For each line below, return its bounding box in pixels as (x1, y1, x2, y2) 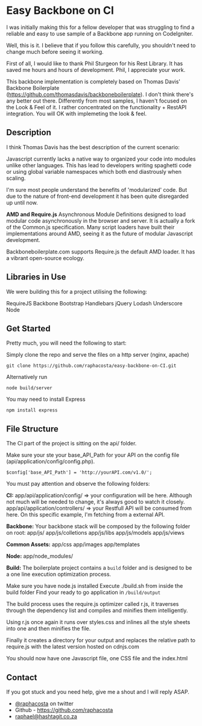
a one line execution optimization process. (6, 571, 112, 578)
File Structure (6, 424, 58, 434)
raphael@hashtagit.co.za (14, 713, 77, 720)
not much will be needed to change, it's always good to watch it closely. (6, 498, 185, 506)
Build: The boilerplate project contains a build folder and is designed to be (6, 564, 192, 572)
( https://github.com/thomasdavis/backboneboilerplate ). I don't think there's (6, 91, 194, 98)
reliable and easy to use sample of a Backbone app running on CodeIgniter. (6, 30, 194, 37)
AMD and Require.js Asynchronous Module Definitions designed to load (6, 211, 186, 218)
